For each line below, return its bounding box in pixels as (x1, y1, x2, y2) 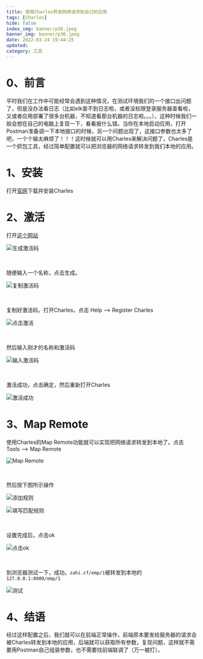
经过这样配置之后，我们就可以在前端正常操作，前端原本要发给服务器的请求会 (6, 631, 197, 638)
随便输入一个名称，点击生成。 (6, 269, 80, 276)
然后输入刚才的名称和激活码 (6, 344, 76, 351)
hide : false (6, 20, 36, 26)
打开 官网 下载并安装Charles (6, 187, 74, 194)
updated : (6, 43, 28, 49)
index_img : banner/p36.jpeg (6, 25, 77, 32)
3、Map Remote (6, 417, 89, 431)
